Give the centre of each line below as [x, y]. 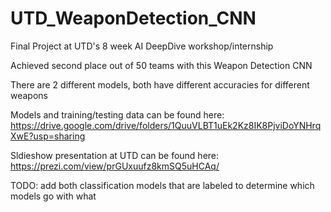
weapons [29, 95]
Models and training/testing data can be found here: [117, 114]
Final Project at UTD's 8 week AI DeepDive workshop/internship [142, 46]
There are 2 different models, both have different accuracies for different [160, 84]
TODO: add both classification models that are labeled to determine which [162, 185]
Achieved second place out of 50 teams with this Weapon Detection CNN [161, 65]
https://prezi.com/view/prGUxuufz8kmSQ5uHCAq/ [115, 166]
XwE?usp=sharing [48, 136]
